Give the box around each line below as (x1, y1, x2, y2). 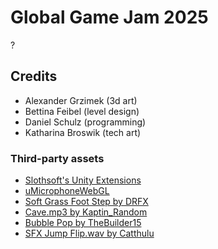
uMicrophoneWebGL (24, 185, 110, 197)
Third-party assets (10, 151, 105, 165)
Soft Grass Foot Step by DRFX (24, 196, 149, 208)
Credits (10, 68, 58, 85)
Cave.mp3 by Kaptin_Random (24, 206, 148, 218)
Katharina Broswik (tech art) (24, 126, 142, 138)
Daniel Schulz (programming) (24, 116, 147, 128)
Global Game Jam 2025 (10, 6, 209, 29)
